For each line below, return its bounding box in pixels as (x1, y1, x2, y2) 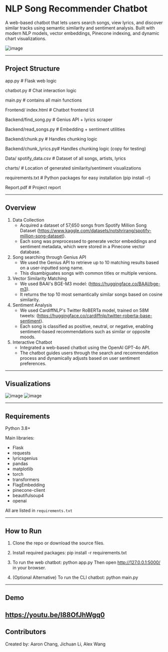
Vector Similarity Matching (12, 275, 67, 281)
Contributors (5, 627, 46, 636)
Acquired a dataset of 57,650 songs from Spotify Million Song (19, 222, 147, 228)
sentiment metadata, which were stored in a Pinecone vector (19, 243, 145, 249)
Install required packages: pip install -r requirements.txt (12, 550, 127, 555)
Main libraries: (5, 435, 34, 441)
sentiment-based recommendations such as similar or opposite (19, 328, 150, 334)
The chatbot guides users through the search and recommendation (19, 350, 158, 356)
